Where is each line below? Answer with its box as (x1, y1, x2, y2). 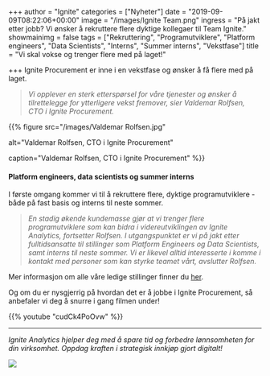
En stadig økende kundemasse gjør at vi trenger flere (27, 213, 205, 224)
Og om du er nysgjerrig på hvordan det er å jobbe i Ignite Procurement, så (8, 287, 253, 297)
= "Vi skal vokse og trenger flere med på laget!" (8, 50, 166, 59)
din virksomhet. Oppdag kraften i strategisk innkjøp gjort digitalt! (8, 344, 223, 353)
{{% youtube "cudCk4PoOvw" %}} (8, 312, 124, 321)
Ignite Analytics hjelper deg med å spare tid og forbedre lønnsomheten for (8, 335, 255, 345)
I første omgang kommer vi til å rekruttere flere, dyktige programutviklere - (8, 189, 256, 200)
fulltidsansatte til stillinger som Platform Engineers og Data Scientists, (27, 239, 260, 249)
